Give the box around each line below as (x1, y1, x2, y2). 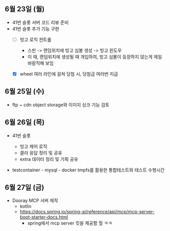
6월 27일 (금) (5, 183, 44, 192)
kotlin (19, 203, 32, 210)
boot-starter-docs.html (19, 214, 68, 220)
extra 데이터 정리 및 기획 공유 (19, 156, 79, 162)
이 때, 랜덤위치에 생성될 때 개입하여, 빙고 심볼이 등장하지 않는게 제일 (27, 53, 162, 60)
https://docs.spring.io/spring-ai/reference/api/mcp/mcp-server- (19, 209, 155, 215)
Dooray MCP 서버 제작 (12, 197, 58, 204)
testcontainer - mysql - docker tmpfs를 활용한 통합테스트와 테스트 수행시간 (12, 167, 165, 173)
